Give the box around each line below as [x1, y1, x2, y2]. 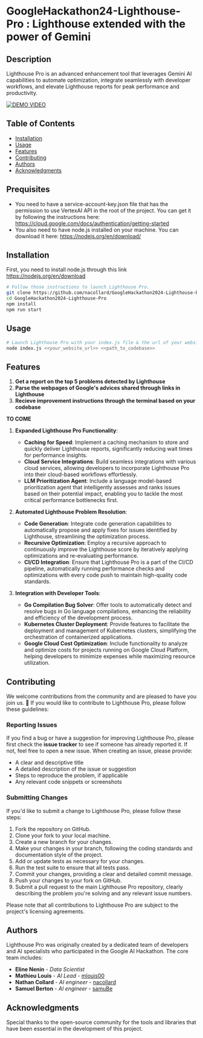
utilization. [24, 659, 50, 667]
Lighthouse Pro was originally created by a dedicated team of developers [6, 941, 188, 948]
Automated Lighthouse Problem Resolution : [14, 508, 127, 515]
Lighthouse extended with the [32, 17, 186, 31]
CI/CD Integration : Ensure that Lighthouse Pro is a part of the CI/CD [24, 558, 193, 566]
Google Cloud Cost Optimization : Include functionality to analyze [24, 640, 188, 647]
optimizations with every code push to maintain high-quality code [24, 572, 187, 579]
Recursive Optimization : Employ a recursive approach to [24, 540, 167, 547]
